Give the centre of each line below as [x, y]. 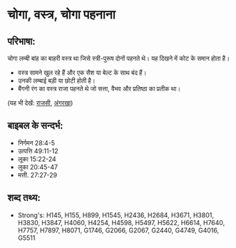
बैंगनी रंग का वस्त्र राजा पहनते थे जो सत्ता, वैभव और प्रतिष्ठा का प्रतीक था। [99, 89]
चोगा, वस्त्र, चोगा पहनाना [61, 15]
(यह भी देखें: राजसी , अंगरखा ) [40, 103]
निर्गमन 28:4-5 [36, 143]
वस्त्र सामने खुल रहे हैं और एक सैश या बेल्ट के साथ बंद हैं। [82, 73]
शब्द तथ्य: [24, 198]
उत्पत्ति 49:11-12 [38, 151]
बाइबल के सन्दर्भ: [35, 126]
